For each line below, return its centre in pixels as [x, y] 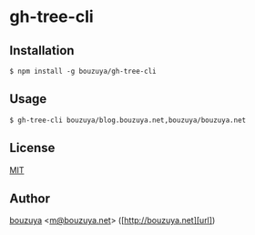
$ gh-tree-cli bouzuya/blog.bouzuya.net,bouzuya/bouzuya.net [128, 120]
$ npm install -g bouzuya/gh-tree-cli [83, 71]
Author [30, 199]
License [32, 148]
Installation [42, 51]
